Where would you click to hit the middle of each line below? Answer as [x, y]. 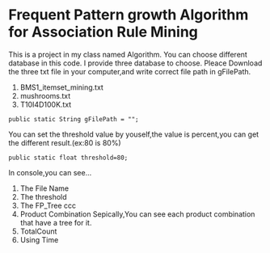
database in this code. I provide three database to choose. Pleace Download [135, 63]
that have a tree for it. [56, 222]
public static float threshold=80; [68, 158]
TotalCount [38, 231]
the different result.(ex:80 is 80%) [65, 142]
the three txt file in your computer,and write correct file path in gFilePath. [130, 71]
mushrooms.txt [45, 95]
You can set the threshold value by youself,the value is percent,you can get [134, 134]
